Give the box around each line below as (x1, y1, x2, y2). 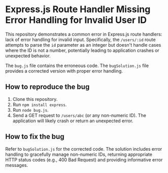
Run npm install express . (12, 101, 67, 108)
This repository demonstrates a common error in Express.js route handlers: (5, 31, 162, 37)
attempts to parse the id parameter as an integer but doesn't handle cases (5, 42, 161, 48)
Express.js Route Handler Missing (5, 4, 151, 15)
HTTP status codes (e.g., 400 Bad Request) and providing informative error (5, 156, 163, 163)
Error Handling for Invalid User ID (5, 14, 147, 26)
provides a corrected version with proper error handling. (5, 67, 123, 74)
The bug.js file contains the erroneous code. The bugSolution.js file (5, 62, 149, 68)
